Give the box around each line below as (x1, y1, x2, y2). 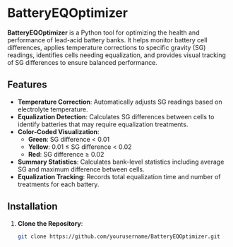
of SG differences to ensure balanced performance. (7, 58, 157, 66)
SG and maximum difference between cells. (17, 164, 145, 174)
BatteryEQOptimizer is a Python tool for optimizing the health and (7, 28, 200, 37)
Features (7, 79, 47, 91)
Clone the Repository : (17, 219, 83, 227)
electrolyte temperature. (17, 104, 88, 114)
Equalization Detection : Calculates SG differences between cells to (17, 112, 215, 121)
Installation (7, 200, 58, 212)
